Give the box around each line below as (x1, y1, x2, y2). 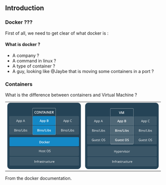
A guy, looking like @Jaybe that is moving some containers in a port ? (12, 68, 154, 74)
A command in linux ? (12, 58, 56, 63)
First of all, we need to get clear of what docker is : (5, 30, 109, 36)
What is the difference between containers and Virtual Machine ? (5, 92, 137, 98)
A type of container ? (12, 63, 55, 69)
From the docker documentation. (5, 176, 72, 182)
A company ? (12, 52, 40, 59)
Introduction (5, 4, 44, 12)
